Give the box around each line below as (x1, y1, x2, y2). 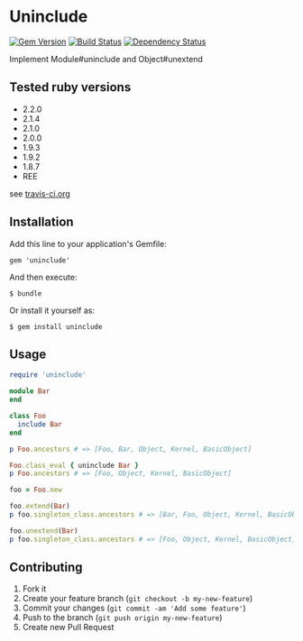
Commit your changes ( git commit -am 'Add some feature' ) (22, 602, 246, 614)
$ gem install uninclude (9, 322, 103, 331)
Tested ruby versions (9, 79, 132, 96)
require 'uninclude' (9, 371, 87, 380)
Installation (9, 215, 74, 230)
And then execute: (9, 271, 78, 282)
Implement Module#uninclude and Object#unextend (9, 53, 203, 64)
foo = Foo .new (9, 485, 63, 495)
